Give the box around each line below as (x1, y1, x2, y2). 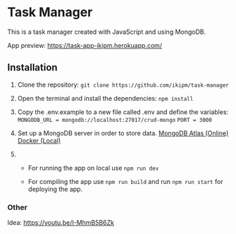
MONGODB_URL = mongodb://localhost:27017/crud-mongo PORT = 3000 (17, 116, 213, 123)
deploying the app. (27, 185, 83, 193)
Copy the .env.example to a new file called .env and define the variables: (17, 107, 229, 116)
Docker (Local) (17, 136, 61, 144)
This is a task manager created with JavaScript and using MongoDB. (7, 27, 206, 36)
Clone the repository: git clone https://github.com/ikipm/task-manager (17, 80, 229, 89)
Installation (7, 61, 58, 74)
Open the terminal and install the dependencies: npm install (17, 94, 194, 102)
